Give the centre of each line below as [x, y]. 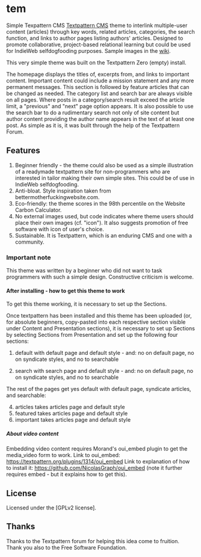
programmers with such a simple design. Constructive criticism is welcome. [100, 277]
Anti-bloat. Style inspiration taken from [63, 191]
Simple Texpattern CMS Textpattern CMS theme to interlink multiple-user [97, 25]
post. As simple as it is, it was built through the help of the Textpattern [93, 125]
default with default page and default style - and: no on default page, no [104, 353]
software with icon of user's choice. [59, 229]
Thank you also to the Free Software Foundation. [67, 547]
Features [23, 151]
